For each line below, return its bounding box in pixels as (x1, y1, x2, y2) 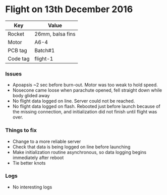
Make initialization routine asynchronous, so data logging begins (12, 149, 147, 155)
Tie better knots (12, 160, 46, 166)
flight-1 (34, 55, 53, 62)
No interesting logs (12, 184, 52, 190)
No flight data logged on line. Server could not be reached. (12, 98, 135, 104)
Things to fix (5, 127, 37, 134)
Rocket (8, 30, 24, 37)
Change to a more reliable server (12, 138, 81, 144)
